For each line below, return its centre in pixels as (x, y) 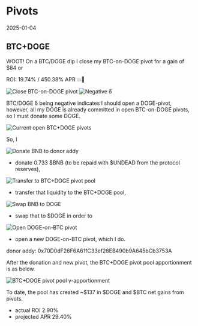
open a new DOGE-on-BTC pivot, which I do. (70, 239)
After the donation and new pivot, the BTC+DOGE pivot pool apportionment (99, 262)
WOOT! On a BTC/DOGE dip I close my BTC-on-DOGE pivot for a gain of (95, 61)
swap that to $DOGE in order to (54, 216)
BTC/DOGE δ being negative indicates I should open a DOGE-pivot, (89, 103)
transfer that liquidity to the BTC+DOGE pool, (70, 192)
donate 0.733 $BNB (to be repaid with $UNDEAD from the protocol (97, 162)
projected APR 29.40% (43, 316)
